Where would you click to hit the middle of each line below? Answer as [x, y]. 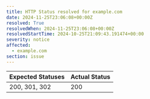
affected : [19, 46]
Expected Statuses [37, 77]
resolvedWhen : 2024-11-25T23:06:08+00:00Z [60, 28]
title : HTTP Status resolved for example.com [64, 12]
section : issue [25, 56]
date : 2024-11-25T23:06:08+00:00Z [50, 17]
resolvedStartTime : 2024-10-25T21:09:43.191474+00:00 [75, 34]
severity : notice [28, 40]
